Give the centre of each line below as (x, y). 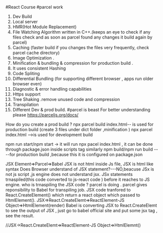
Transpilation (26, 105)
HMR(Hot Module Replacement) (45, 27)
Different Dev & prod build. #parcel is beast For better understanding (81, 110)
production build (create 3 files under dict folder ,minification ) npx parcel (79, 129)
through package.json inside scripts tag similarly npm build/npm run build (79, 149)
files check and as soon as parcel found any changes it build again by (82, 37)
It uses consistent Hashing (39, 68)
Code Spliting (26, 73)
